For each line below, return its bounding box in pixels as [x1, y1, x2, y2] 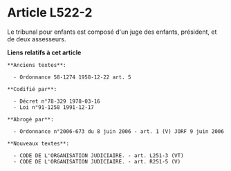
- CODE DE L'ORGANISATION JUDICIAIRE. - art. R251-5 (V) [13, 158, 181, 165]
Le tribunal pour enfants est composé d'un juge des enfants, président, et [7, 28, 217, 36]
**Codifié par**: [7, 85, 57, 92]
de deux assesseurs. [7, 34, 66, 43]
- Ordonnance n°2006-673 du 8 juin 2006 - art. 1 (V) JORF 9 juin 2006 [13, 128, 225, 135]
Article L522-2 [7, 5, 93, 21]
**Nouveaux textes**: [7, 140, 70, 147]
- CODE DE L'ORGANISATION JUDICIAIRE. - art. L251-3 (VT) [13, 152, 185, 159]
